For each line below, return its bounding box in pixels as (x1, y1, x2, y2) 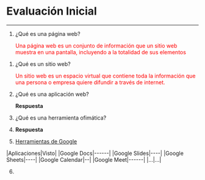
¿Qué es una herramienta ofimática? (15, 114, 107, 121)
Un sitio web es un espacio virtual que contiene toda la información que (15, 72, 196, 79)
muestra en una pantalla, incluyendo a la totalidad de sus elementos (15, 48, 186, 56)
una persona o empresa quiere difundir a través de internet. (15, 78, 165, 86)
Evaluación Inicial (6, 4, 98, 18)
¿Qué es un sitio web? (15, 60, 71, 68)
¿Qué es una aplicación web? (15, 90, 90, 98)
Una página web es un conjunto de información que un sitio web (15, 41, 178, 49)
